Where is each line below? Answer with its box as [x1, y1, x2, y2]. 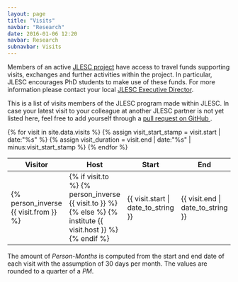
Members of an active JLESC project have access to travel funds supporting [7, 63, 230, 71]
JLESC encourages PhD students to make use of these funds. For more [7, 78, 216, 86]
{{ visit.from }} [11, 207, 57, 217]
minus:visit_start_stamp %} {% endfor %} [7, 143, 129, 151]
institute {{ [69, 216, 104, 225]
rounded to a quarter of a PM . [7, 267, 94, 275]
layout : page [7, 10, 46, 18]
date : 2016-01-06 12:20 [7, 30, 78, 38]
